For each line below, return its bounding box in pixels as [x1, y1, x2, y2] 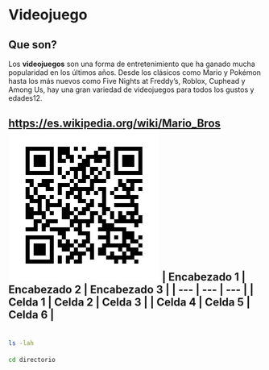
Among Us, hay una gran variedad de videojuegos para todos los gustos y [8, 85, 255, 94]
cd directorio [8, 356, 56, 364]
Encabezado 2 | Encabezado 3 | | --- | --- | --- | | [8, 283, 254, 297]
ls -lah [8, 339, 35, 347]
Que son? [8, 38, 58, 52]
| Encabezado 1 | [161, 270, 246, 284]
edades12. [8, 94, 43, 102]
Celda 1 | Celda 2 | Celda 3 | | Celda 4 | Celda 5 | [8, 296, 251, 310]
